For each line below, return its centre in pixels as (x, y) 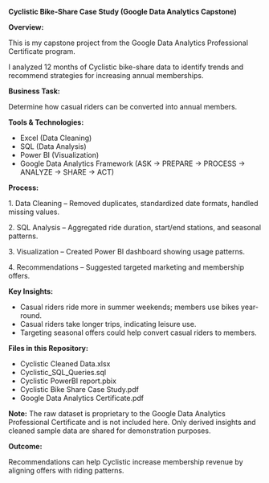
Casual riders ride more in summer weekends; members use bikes (129, 307)
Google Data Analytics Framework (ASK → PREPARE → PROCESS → (132, 163)
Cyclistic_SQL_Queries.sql (63, 372)
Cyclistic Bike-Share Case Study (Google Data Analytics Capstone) (122, 12)
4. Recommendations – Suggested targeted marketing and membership (126, 267)
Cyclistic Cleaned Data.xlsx (65, 364)
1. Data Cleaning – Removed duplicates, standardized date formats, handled (133, 203)
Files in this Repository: (48, 348)
